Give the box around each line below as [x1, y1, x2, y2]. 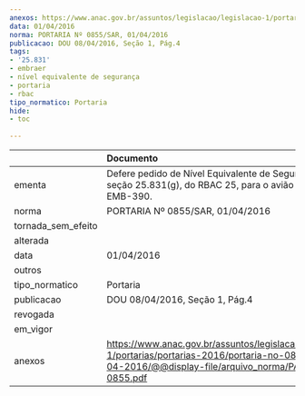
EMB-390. [106, 190, 152, 203]
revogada [14, 308, 54, 321]
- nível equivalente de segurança [9, 73, 141, 82]
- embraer [9, 64, 47, 74]
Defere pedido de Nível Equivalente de [106, 167, 271, 180]
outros [14, 264, 43, 276]
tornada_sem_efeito [14, 220, 98, 232]
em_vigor [14, 323, 53, 335]
